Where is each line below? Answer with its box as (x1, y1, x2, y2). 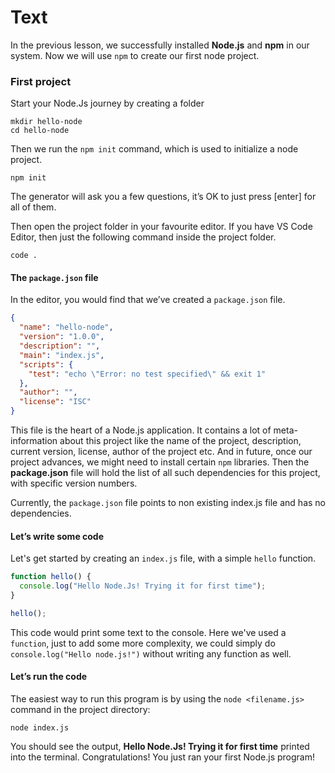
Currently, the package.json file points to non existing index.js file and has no (10, 497, 326, 509)
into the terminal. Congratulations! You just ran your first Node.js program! (10, 751, 315, 763)
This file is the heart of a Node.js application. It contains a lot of (10, 424, 272, 436)
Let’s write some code (10, 530, 105, 542)
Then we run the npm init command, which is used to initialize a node (10, 143, 299, 155)
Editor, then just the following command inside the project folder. (10, 231, 277, 243)
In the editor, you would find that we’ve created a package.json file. (10, 294, 286, 306)
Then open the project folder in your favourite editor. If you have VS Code (10, 221, 313, 233)
